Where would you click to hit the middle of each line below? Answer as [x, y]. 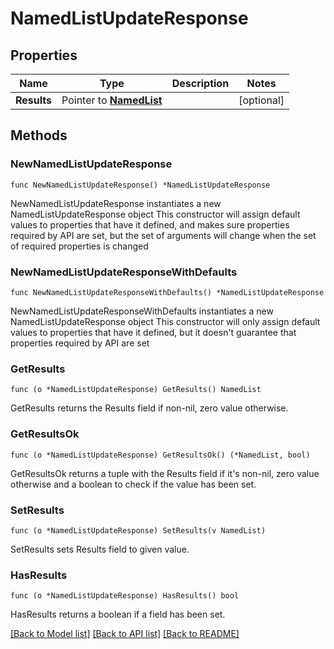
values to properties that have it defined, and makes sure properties [150, 224]
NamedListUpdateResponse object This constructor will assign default [155, 214]
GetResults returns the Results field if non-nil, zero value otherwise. [149, 408]
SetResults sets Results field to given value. [100, 549]
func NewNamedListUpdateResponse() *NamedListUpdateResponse [140, 185]
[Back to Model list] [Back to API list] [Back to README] [125, 634]
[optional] [261, 100]
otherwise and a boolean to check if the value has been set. [133, 484]
